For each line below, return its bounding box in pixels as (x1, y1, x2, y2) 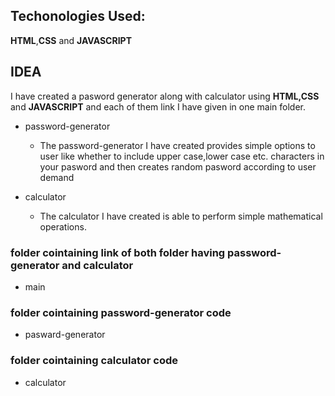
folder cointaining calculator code (10, 354, 179, 368)
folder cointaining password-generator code (10, 305, 232, 319)
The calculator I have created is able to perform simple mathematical (39, 210, 323, 222)
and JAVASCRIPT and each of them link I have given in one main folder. (10, 100, 307, 113)
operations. (39, 220, 87, 233)
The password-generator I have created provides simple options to (39, 139, 316, 151)
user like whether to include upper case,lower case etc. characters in (39, 150, 325, 162)
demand (39, 171, 75, 183)
